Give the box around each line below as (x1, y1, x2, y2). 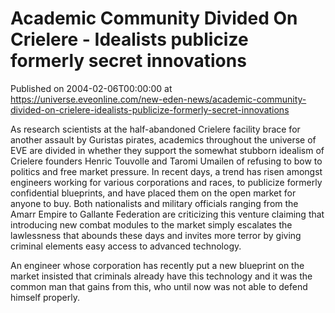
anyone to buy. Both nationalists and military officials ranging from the (10, 197, 299, 209)
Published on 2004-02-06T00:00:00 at (10, 82, 173, 94)
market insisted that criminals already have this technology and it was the (10, 270, 313, 282)
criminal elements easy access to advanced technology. (10, 240, 242, 252)
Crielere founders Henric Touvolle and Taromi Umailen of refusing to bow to (10, 155, 323, 167)
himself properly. (10, 291, 80, 303)
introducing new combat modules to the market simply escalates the (10, 218, 293, 231)
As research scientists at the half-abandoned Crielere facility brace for (10, 123, 301, 135)
